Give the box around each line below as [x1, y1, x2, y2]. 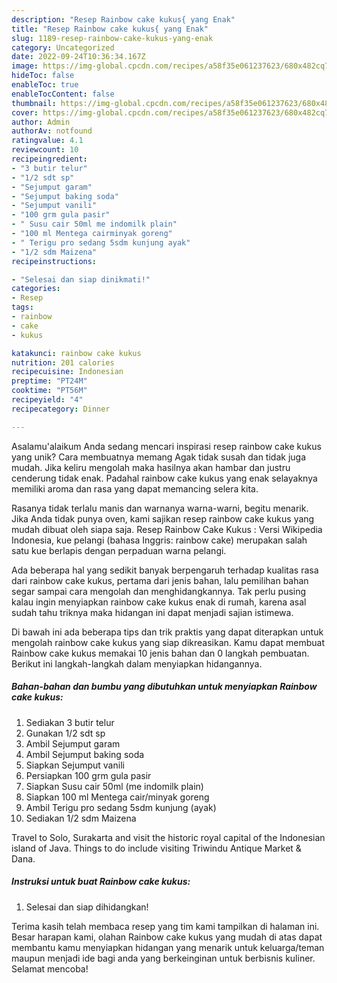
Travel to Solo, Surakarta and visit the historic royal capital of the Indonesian [11, 831, 326, 843]
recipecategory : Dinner [11, 404, 111, 414]
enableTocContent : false [11, 89, 115, 99]
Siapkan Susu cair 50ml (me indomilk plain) [25, 780, 204, 792]
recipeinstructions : [11, 256, 98, 266]
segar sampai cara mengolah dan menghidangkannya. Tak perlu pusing [11, 585, 307, 597]
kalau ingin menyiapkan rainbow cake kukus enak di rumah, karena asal [11, 596, 307, 608]
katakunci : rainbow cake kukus [11, 348, 142, 358]
